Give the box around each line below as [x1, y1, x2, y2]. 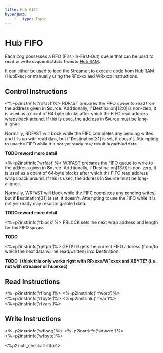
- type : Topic [14, 16, 47, 21]
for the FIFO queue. [5, 225, 44, 230]
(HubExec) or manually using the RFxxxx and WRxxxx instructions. [5, 73, 139, 79]
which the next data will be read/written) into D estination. [5, 249, 120, 254]
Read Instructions [5, 277, 60, 286]
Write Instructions [5, 315, 61, 323]
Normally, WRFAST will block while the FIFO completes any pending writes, [5, 190, 156, 196]
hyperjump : [5, 12, 27, 17]
